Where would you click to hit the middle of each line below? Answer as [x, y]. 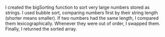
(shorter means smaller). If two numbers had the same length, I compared [82, 18]
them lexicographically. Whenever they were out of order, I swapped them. [83, 23]
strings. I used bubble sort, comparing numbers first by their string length [81, 13]
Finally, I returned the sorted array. [41, 29]
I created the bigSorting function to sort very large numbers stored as [77, 7]
